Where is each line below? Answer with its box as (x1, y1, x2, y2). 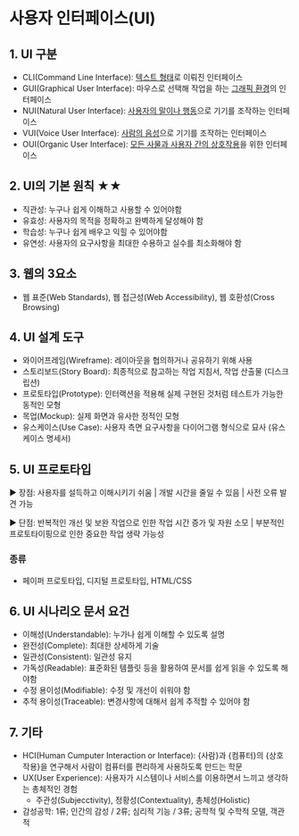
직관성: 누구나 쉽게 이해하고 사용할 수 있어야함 (21, 204, 183, 214)
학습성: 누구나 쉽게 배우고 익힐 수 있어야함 (21, 226, 168, 237)
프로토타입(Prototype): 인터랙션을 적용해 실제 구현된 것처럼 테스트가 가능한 (21, 389, 284, 399)
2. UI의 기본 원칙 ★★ (9, 179, 122, 194)
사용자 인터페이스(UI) (9, 8, 156, 29)
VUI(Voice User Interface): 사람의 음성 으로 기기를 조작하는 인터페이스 (21, 128, 268, 138)
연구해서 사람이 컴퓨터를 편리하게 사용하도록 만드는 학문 (49, 761, 243, 773)
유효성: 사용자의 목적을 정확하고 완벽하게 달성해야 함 (21, 215, 203, 226)
